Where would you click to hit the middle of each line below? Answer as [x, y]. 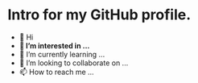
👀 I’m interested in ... [54, 45]
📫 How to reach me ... [56, 72]
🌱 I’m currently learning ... [62, 54]
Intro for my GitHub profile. [99, 15]
